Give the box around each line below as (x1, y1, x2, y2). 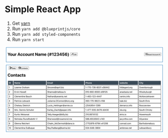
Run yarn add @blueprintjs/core (12, 25, 81, 31)
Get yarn (12, 20, 31, 26)
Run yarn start (12, 36, 44, 42)
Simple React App (5, 4, 81, 15)
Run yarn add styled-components (12, 31, 81, 37)
